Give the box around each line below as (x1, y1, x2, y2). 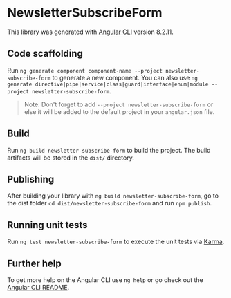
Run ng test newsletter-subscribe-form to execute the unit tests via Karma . (7, 237, 225, 246)
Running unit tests (7, 219, 88, 231)
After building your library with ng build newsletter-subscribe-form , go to (7, 192, 219, 200)
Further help (7, 257, 62, 269)
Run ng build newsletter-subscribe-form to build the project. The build (7, 146, 211, 154)
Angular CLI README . (7, 283, 70, 291)
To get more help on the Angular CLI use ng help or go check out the (7, 276, 203, 284)
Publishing (7, 173, 55, 185)
